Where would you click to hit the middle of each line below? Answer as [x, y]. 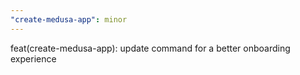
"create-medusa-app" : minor [69, 19]
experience [33, 58]
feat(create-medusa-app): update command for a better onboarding [150, 48]
